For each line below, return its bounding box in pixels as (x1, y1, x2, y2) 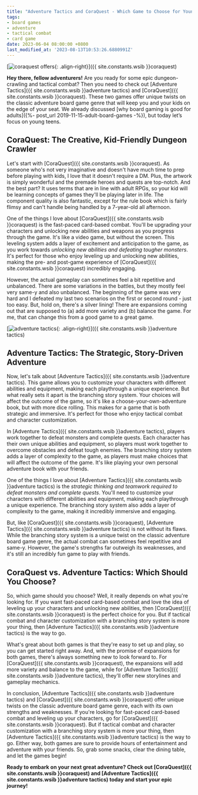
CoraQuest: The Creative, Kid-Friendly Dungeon (6, 135, 187, 145)
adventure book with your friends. (6, 465, 89, 473)
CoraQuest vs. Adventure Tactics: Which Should (6, 567, 188, 577)
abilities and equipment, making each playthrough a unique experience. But (6, 385, 190, 392)
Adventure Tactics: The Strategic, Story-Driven (6, 348, 184, 358)
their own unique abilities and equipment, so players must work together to (6, 440, 188, 447)
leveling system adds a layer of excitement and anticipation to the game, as (6, 240, 189, 247)
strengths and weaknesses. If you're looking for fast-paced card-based (6, 709, 180, 716)
